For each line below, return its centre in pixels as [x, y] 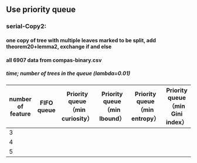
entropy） [145, 118]
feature [20, 114]
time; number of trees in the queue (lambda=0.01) [68, 73]
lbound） [112, 118]
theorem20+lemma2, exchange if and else [59, 46]
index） [177, 123]
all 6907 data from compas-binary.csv [54, 60]
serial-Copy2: [26, 26]
